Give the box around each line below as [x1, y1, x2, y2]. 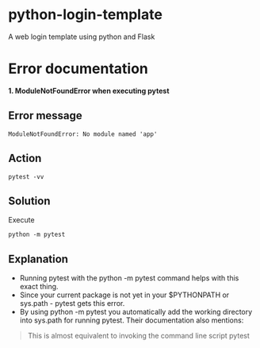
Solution [8, 194, 51, 207]
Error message [8, 109, 83, 122]
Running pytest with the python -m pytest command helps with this [19, 273, 239, 283]
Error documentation [8, 60, 149, 78]
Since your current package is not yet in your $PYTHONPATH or [19, 290, 230, 300]
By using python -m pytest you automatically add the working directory [19, 307, 253, 317]
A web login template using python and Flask [8, 32, 155, 41]
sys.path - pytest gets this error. [19, 299, 125, 308]
